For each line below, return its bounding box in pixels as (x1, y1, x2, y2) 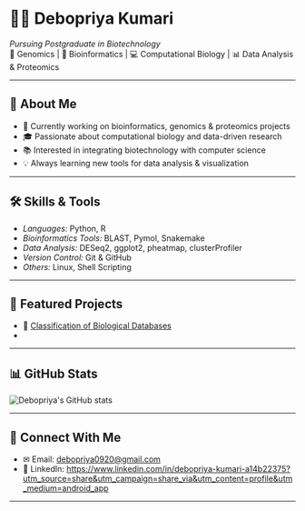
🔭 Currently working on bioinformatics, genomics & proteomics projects (22, 120, 290, 131)
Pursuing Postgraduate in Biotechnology (9, 38, 161, 49)
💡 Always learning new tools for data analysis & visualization (22, 157, 250, 168)
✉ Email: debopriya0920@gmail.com (22, 454, 162, 465)
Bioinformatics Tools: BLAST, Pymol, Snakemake (22, 232, 206, 244)
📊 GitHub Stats (9, 366, 98, 381)
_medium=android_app (22, 483, 109, 494)
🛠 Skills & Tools (9, 195, 102, 210)
